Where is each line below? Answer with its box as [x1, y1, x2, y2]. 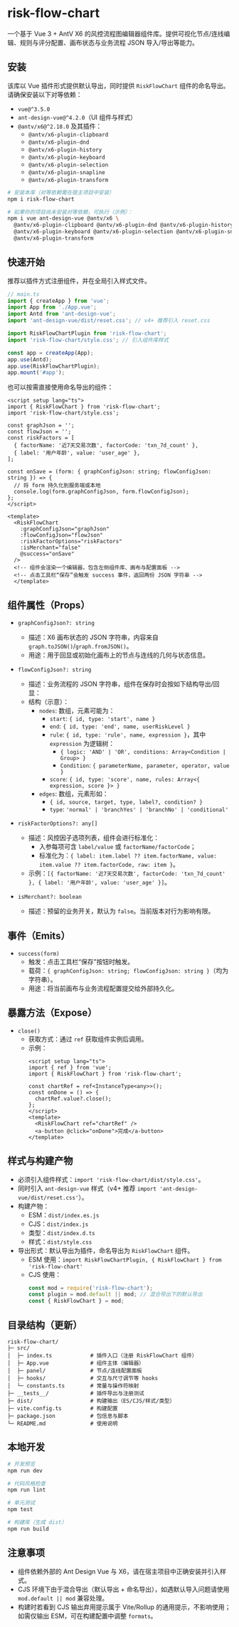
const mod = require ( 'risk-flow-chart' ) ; [28, 1284, 153, 1291]
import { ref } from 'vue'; [28, 1064, 112, 1071]
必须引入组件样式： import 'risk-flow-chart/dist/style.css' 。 [17, 1175, 205, 1183]
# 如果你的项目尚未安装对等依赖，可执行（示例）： [7, 208, 133, 215]
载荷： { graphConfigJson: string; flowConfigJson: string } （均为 [28, 966, 229, 975]
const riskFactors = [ [7, 434, 75, 442]
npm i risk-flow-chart [7, 196, 75, 203]
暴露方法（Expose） [7, 1007, 97, 1019]
